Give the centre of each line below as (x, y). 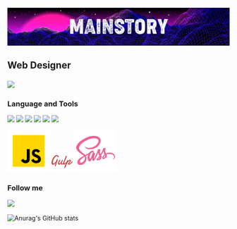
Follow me (25, 188)
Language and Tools (43, 104)
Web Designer (39, 65)
